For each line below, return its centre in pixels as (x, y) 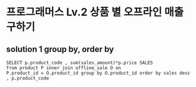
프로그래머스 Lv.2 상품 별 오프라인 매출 (95, 12)
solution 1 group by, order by (60, 49)
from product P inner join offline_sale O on (63, 68)
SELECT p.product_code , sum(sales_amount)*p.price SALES (80, 63)
